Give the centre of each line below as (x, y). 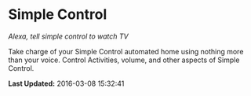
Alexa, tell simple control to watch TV (68, 36)
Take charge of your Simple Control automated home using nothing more (126, 51)
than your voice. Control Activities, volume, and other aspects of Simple (124, 60)
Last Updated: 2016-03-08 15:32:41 (66, 83)
